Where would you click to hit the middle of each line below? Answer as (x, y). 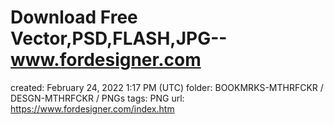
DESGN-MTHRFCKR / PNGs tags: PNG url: (97, 98)
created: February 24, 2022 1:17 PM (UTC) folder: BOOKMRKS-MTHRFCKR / (167, 87)
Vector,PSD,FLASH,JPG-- (119, 38)
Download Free (74, 17)
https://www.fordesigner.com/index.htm (92, 108)
